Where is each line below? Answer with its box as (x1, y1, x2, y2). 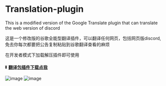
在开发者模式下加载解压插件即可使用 (5, 52, 80, 58)
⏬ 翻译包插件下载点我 (5, 64, 48, 70)
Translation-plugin (5, 3, 84, 15)
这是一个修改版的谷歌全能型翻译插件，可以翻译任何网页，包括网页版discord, (5, 35, 162, 41)
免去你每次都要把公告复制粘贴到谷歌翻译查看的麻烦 (5, 41, 110, 47)
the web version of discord (5, 25, 61, 31)
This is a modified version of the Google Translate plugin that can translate (5, 20, 158, 26)
